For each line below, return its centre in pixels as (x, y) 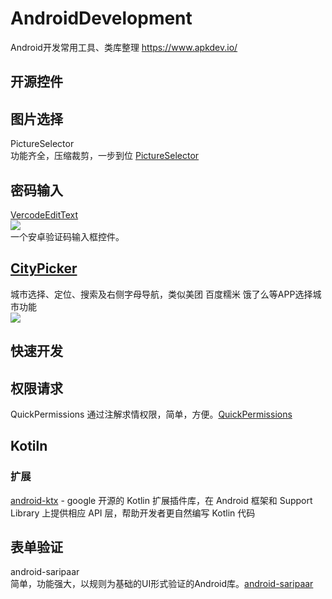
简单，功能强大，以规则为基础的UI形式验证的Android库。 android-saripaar (162, 584)
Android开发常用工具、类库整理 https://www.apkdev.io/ (124, 47)
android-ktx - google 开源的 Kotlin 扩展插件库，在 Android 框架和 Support (161, 500)
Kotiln (29, 446)
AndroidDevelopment (101, 18)
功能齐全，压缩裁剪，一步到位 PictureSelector (105, 156)
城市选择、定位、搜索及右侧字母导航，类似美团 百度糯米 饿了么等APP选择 (161, 294)
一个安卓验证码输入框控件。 (67, 236)
